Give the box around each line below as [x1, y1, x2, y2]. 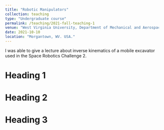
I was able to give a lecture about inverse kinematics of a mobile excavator [5, 47, 155, 54]
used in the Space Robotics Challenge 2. [5, 53, 87, 58]
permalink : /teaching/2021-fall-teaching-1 [5, 20, 95, 26]
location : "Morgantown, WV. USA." [5, 35, 76, 39]
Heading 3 [5, 114, 48, 126]
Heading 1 [5, 70, 46, 81]
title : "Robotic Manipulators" [5, 7, 69, 12]
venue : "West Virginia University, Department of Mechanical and [5, 25, 141, 30]
